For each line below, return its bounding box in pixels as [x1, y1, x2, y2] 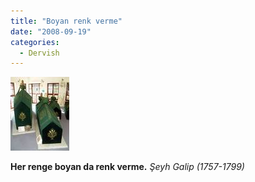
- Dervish [19, 48, 60, 58]
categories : [10, 37, 60, 47]
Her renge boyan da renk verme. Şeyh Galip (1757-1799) [10, 161, 245, 173]
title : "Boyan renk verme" [10, 16, 123, 26]
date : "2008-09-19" [10, 26, 92, 37]
